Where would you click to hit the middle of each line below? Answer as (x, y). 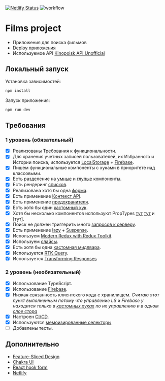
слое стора (25, 311)
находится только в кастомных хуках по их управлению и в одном (86, 306)
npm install (18, 91)
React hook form (30, 367)
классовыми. (27, 174)
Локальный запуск (37, 69)
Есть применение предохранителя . (51, 202)
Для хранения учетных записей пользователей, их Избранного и (83, 157)
